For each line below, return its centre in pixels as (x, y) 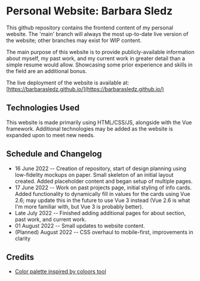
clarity (23, 238)
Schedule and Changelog (54, 154)
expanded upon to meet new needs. (51, 135)
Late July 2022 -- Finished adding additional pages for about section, (100, 213)
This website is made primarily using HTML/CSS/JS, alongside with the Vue (99, 122)
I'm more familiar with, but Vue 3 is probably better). (79, 206)
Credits (20, 257)
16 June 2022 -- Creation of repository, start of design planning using (101, 168)
